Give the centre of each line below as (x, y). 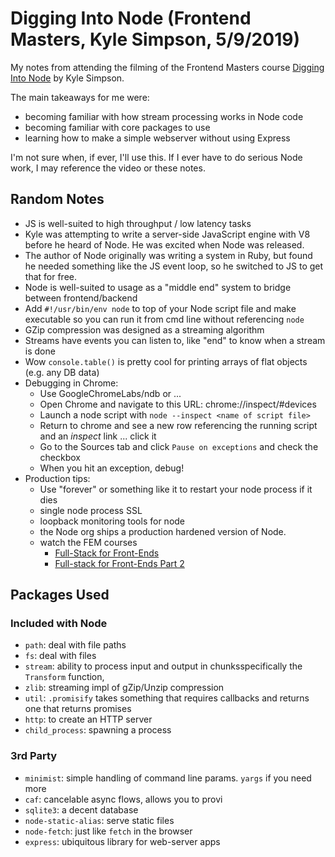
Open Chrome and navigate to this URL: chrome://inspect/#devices (178, 404)
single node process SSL (91, 510)
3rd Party (34, 756)
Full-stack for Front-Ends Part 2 (119, 563)
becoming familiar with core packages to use (117, 127)
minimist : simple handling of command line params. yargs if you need (168, 778)
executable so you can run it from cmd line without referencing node (164, 319)
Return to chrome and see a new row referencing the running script (178, 425)
